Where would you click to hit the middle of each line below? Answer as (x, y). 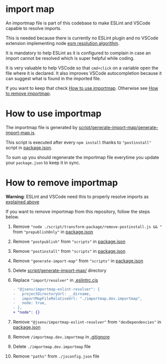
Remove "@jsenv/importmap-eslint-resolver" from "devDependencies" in (87, 322)
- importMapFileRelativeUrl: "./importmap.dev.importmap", (78, 298)
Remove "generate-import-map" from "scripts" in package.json (78, 261)
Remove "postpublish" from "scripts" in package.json (69, 241)
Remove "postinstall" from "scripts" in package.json (69, 251)
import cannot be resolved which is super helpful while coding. (70, 58)
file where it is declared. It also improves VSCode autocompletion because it (84, 73)
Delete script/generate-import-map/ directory (59, 270)
